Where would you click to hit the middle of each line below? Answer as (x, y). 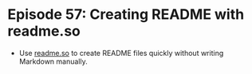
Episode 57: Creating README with (126, 15)
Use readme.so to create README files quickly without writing (121, 53)
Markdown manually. (53, 61)
